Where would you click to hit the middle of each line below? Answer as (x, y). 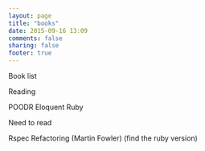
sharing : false (34, 46)
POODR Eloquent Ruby (46, 107)
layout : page (30, 16)
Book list (23, 76)
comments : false (35, 38)
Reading (22, 92)
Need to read (30, 122)
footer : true (30, 53)
